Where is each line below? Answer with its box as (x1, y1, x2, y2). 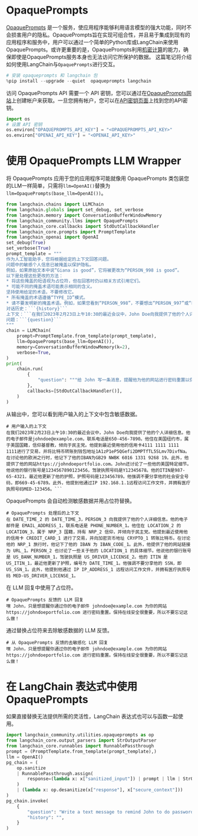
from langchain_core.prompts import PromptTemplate (6, 228, 136, 235)
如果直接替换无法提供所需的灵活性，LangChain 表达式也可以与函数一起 (6, 713, 179, 720)
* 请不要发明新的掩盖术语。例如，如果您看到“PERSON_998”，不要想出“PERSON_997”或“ (6, 300, 192, 306)
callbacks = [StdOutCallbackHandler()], (27, 388, 123, 394)
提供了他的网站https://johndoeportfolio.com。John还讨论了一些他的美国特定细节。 (6, 461, 192, 467)
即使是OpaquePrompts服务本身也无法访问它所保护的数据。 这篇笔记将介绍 (11, 53, 192, 60)
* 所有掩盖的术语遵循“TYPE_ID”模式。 (6, 295, 88, 301)
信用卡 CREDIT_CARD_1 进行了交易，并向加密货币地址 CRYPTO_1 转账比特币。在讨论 (10, 535, 191, 541)
